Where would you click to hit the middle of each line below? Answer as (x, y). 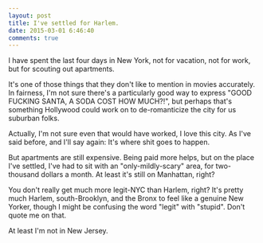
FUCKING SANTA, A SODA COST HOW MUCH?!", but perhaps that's (120, 101)
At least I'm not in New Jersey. (59, 231)
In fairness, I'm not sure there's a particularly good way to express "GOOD (130, 93)
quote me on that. (37, 215)
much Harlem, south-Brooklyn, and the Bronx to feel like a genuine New (126, 198)
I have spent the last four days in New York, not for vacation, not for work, (130, 61)
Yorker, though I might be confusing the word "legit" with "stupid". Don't (127, 207)
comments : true (33, 38)
